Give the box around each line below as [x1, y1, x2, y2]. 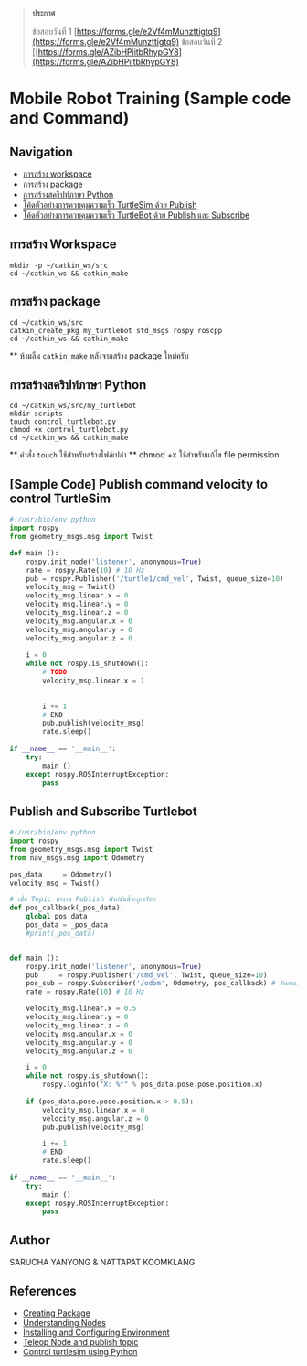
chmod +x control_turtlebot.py [9, 425, 129, 435]
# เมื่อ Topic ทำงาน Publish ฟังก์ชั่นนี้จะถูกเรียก [9, 895, 156, 904]
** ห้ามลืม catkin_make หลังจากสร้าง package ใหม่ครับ [9, 350, 189, 360]
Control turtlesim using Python [22, 1346, 138, 1357]
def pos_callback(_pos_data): [9, 903, 125, 913]
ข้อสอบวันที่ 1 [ [31, 27, 78, 37]
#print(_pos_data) [26, 929, 96, 938]
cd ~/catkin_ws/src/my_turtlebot [9, 402, 137, 411]
